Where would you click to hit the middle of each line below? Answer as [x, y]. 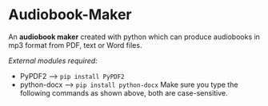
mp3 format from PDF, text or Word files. [75, 45]
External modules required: [53, 61]
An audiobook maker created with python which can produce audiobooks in [134, 37]
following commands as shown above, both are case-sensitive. [124, 92]
